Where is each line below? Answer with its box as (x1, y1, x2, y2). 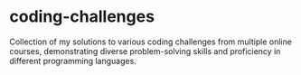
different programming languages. (9, 55, 137, 66)
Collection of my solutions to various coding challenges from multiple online (9, 36, 292, 47)
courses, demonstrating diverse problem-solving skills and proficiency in (9, 45, 281, 56)
